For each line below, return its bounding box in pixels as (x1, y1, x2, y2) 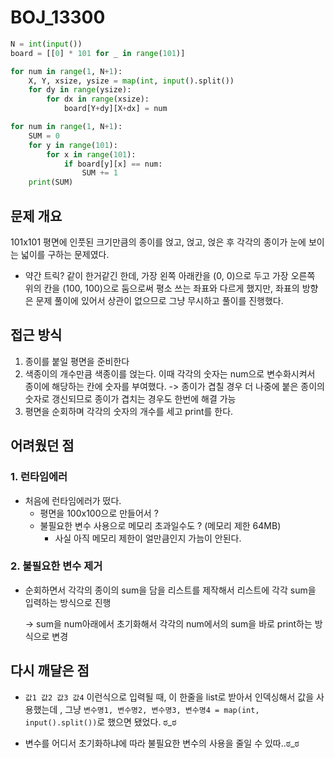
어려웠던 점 (10, 437, 75, 455)
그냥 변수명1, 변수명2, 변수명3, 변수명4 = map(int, (64, 703, 260, 715)
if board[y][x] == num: (63, 159, 163, 169)
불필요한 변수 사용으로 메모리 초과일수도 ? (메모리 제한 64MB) (39, 519, 282, 531)
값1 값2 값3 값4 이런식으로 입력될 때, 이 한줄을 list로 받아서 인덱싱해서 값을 (24, 691, 315, 703)
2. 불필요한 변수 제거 (10, 559, 103, 573)
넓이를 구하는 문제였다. (20, 249, 110, 260)
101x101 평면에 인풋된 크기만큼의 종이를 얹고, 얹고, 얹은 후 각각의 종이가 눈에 (10, 236, 307, 248)
